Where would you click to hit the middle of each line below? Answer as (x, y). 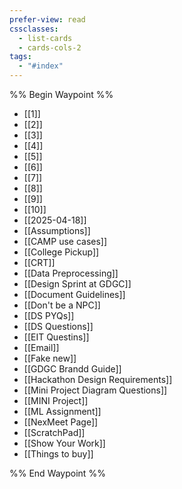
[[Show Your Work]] (64, 443)
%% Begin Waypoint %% (61, 94)
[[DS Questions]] (58, 326)
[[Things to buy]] (58, 454)
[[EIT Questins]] (56, 337)
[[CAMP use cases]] (65, 241)
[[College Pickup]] (61, 252)
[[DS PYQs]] (49, 315)
